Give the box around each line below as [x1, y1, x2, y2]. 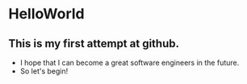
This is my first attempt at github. [8, 37, 180, 50]
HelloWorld [8, 5, 85, 23]
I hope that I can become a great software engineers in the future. [19, 58, 240, 67]
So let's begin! [19, 66, 69, 76]
